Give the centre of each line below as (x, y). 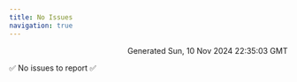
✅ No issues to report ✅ (53, 68)
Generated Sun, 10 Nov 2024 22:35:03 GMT (207, 50)
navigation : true (41, 26)
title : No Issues (41, 17)
